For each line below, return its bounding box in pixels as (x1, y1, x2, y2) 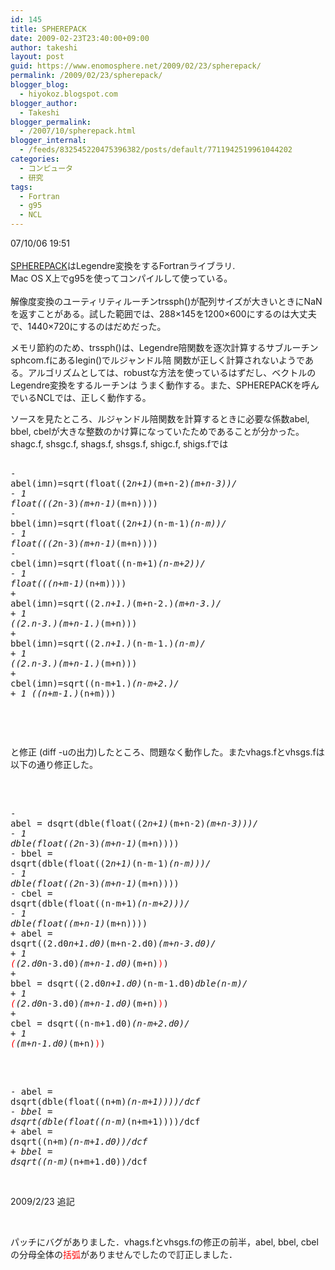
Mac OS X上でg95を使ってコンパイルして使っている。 (10, 272, 233, 284)
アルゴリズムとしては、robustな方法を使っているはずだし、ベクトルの (27, 367, 317, 378)
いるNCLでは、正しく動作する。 (18, 392, 152, 403)
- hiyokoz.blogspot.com (19, 89, 118, 99)
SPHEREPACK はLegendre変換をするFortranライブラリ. (10, 260, 236, 271)
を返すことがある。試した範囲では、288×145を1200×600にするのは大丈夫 (10, 308, 317, 320)
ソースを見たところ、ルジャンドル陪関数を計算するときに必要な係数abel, (10, 413, 310, 425)
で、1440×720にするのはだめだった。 (10, 321, 167, 332)
